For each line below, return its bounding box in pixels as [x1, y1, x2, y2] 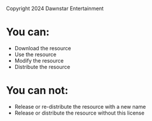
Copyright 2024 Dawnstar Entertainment [6, 5, 104, 12]
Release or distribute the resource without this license [14, 109, 145, 116]
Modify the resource [14, 57, 64, 64]
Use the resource [14, 51, 57, 58]
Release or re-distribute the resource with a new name [14, 103, 146, 110]
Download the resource [14, 44, 71, 51]
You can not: [6, 84, 68, 97]
